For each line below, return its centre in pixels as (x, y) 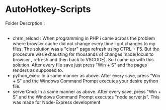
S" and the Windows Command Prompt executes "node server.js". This (86, 97)
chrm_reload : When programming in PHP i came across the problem (84, 38)
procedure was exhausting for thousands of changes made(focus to (83, 54)
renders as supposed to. (38, 70)
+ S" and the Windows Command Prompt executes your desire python (85, 81)
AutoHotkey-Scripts (48, 9)
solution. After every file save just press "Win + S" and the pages (80, 65)
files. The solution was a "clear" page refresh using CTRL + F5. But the (86, 49)
